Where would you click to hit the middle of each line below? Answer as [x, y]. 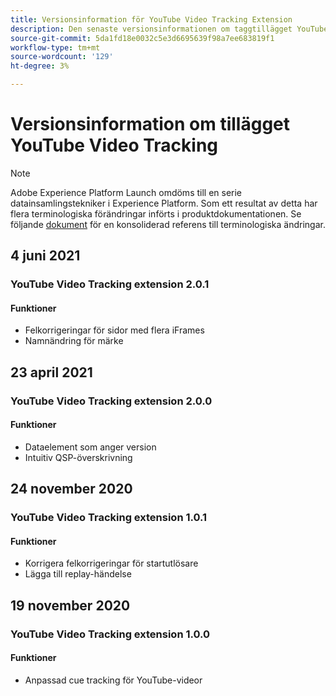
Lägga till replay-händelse [78, 574]
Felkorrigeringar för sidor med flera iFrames [114, 330]
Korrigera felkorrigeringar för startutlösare [111, 563]
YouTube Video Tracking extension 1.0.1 [109, 518]
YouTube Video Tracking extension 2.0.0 [111, 401]
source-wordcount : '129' [62, 57]
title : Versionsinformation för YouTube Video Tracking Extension [151, 19]
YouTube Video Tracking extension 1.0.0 [110, 634]
